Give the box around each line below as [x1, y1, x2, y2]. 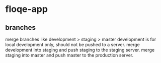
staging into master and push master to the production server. [5, 52, 134, 58]
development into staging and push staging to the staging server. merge [5, 47, 155, 53]
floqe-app [5, 3, 48, 15]
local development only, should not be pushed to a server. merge [5, 42, 140, 48]
